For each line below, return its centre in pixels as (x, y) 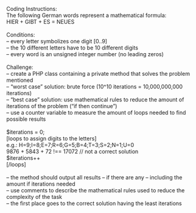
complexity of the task (34, 197)
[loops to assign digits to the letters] (51, 139)
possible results (26, 119)
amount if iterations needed (41, 184)
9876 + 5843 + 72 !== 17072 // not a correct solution (72, 151)
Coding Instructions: (32, 9)
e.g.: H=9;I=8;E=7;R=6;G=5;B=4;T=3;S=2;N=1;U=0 (70, 145)
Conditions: (21, 35)
